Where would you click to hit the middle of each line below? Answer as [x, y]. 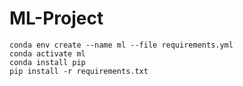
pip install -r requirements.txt [79, 71]
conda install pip [47, 62]
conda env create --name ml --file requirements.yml [121, 45]
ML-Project [56, 18]
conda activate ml [47, 53]
